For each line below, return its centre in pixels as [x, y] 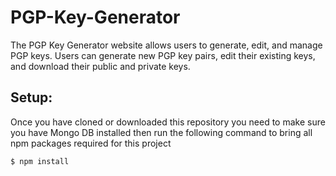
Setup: [31, 97]
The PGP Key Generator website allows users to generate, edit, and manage [166, 45]
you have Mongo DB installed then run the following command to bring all [161, 132]
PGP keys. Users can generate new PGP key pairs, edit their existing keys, [163, 55]
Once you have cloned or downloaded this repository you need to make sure [168, 122]
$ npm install [40, 161]
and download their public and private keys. [100, 66]
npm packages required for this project [91, 143]
